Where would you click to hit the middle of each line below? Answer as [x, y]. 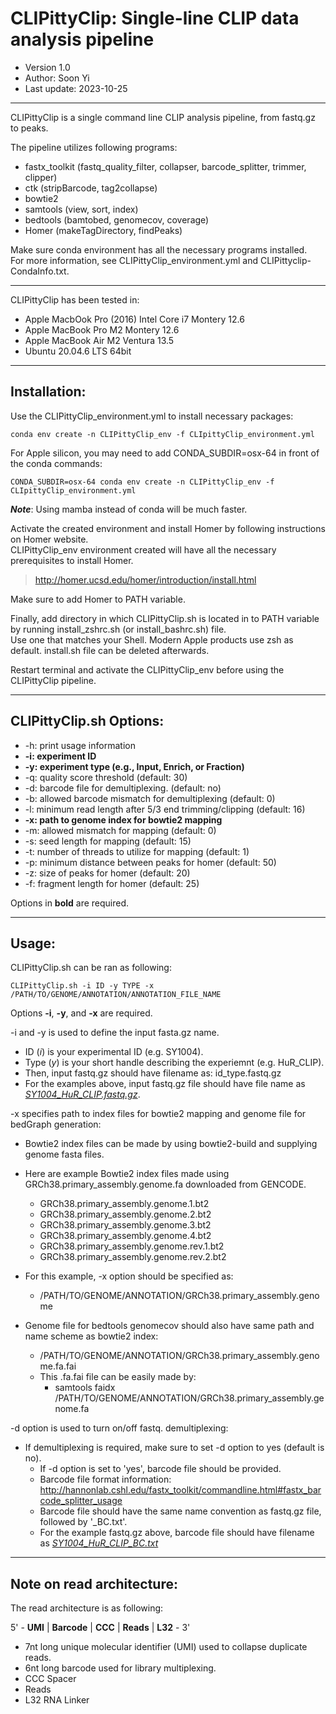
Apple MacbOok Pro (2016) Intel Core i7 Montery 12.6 [134, 319]
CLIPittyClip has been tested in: [75, 299]
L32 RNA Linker [57, 1700]
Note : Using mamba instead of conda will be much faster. [129, 509]
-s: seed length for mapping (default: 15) [108, 841]
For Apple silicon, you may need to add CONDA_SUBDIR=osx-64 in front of [165, 453]
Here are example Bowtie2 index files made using [127, 1174]
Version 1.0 [47, 67]
